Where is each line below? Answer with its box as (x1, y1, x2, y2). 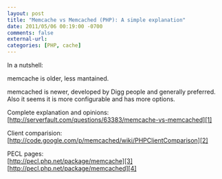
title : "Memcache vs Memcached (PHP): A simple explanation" (7, 17, 186, 23)
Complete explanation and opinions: (7, 108, 109, 116)
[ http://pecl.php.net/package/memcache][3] (7, 157, 133, 165)
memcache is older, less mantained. (7, 74, 109, 83)
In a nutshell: (7, 61, 43, 69)
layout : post (7, 10, 45, 17)
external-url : (7, 36, 48, 43)
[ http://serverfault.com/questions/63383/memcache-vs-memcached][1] (7, 116, 212, 124)
